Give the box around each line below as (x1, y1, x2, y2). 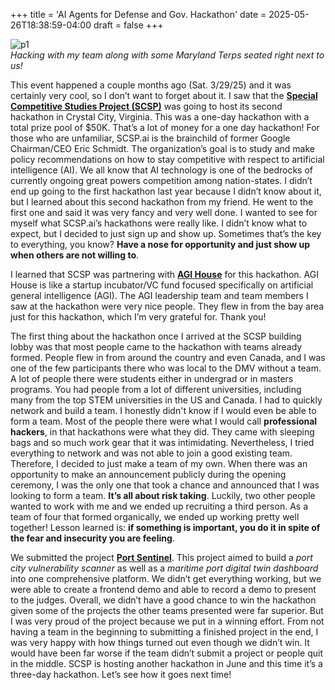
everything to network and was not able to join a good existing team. (10, 447, 293, 459)
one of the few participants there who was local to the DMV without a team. (10, 362, 322, 374)
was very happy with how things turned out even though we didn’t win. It (10, 637, 310, 648)
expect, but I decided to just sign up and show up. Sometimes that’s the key (10, 228, 322, 239)
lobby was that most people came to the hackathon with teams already (10, 341, 303, 353)
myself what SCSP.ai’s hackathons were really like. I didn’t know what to (10, 217, 308, 229)
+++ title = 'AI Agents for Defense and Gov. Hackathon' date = (10, 9, 267, 20)
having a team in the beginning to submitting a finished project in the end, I (10, 626, 319, 638)
